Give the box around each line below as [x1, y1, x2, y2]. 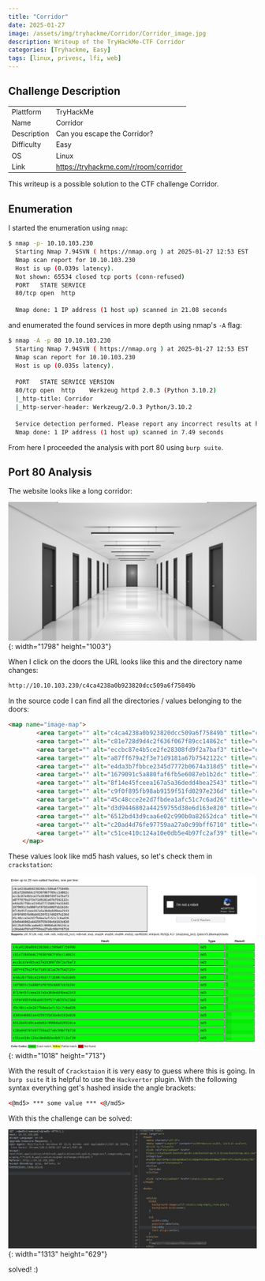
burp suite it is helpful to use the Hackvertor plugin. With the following [8, 1075, 237, 1084]
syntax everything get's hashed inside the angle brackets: [8, 1083, 196, 1093]
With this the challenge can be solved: [8, 1114, 132, 1123]
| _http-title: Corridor [15, 395, 93, 403]
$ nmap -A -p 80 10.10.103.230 [8, 336, 111, 344]
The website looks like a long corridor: [8, 486, 132, 496]
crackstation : [8, 860, 53, 870]
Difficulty [11, 140, 42, 149]
